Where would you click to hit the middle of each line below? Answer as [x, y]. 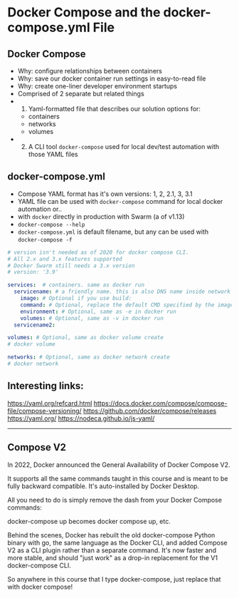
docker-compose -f [45, 239]
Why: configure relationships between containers [90, 71]
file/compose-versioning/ [44, 411]
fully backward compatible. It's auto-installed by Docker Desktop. [103, 486]
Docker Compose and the [84, 12]
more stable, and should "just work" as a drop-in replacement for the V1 [113, 557]
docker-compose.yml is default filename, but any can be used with [113, 232]
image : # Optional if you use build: [76, 299]
